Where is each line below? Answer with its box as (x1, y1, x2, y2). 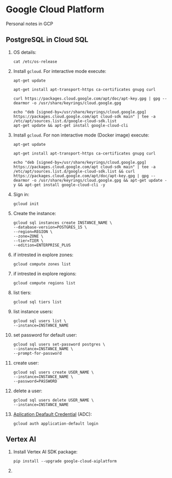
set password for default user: (13, 332, 77, 338)
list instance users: (13, 308, 53, 314)
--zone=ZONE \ (13, 234, 44, 239)
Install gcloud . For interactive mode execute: (13, 68, 106, 74)
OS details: (13, 49, 36, 55)
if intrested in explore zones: (13, 252, 74, 258)
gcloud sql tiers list (13, 299, 62, 304)
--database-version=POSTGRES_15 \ (13, 224, 87, 230)
